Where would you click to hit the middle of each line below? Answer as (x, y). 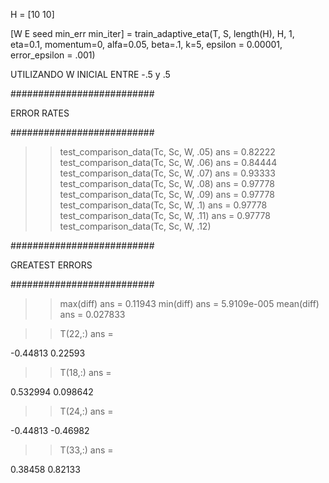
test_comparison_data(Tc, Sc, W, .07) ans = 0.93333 (167, 173)
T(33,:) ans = (86, 450)
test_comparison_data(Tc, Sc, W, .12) (135, 226)
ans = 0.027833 (92, 314)
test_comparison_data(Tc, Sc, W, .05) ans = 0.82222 (167, 152)
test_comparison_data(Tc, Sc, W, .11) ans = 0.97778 (165, 215)
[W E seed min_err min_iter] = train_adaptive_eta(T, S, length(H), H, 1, (152, 33)
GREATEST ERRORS (51, 265)
